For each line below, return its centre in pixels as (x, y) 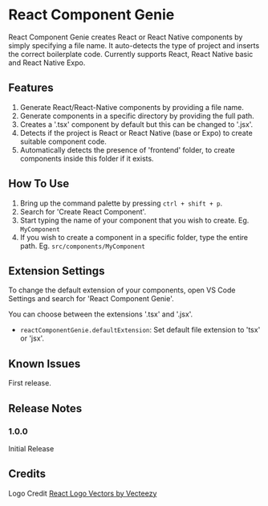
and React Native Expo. (47, 63)
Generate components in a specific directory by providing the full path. (137, 116)
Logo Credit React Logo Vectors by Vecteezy (83, 493)
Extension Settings (57, 271)
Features (31, 88)
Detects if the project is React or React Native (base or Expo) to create (136, 133)
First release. (30, 383)
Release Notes (45, 408)
